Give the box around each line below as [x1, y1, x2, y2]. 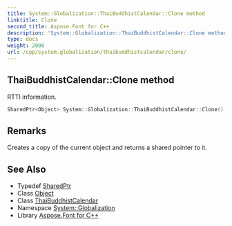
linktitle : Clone [7, 17, 57, 23]
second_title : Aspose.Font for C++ [7, 23, 110, 30]
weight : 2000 [7, 42, 45, 49]
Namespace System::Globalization [17, 204, 115, 212]
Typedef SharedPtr [17, 182, 72, 190]
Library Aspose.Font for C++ [17, 211, 99, 220]
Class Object [17, 189, 54, 198]
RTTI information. [7, 93, 57, 101]
